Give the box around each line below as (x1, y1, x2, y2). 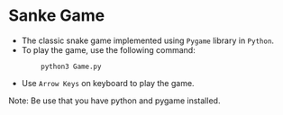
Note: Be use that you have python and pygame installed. (8, 95, 221, 106)
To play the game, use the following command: (21, 44, 196, 55)
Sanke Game (8, 5, 105, 26)
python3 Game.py (41, 62, 102, 71)
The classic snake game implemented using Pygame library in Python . (21, 35, 275, 46)
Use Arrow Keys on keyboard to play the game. (21, 77, 195, 88)
